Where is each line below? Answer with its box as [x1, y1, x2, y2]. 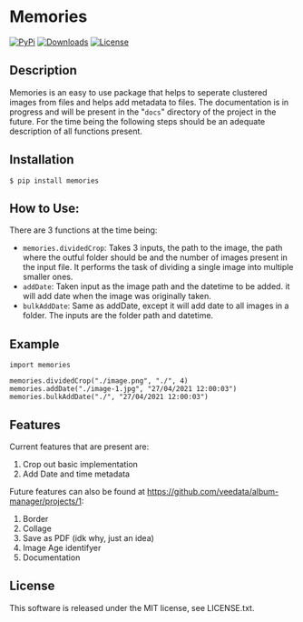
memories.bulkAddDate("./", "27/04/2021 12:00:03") [9, 393, 209, 402]
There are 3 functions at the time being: [9, 225, 158, 236]
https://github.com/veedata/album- [146, 487, 279, 497]
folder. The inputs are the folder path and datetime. [22, 310, 214, 321]
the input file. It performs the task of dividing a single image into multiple [22, 262, 294, 273]
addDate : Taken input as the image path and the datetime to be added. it [22, 281, 290, 292]
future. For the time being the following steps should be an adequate [9, 115, 266, 126]
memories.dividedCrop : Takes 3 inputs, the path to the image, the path [22, 243, 283, 254]
